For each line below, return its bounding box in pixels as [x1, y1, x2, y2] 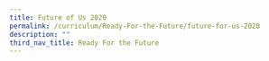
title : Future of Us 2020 [9, 13, 107, 22]
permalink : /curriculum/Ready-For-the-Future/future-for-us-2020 [9, 22, 260, 30]
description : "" [9, 30, 70, 39]
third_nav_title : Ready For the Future [9, 38, 160, 48]
